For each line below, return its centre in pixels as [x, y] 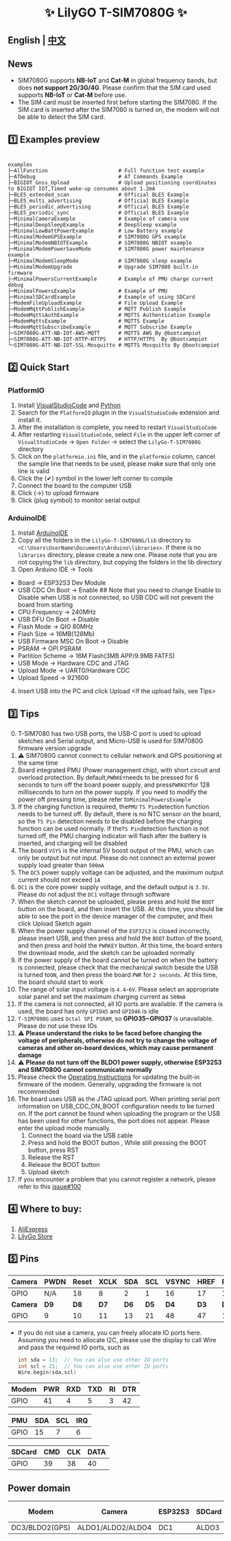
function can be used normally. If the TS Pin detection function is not [113, 829]
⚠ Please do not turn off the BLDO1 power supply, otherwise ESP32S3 [120, 1062]
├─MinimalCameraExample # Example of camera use [98, 219]
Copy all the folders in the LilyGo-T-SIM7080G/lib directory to [104, 540]
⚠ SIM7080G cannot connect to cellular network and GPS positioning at [120, 755]
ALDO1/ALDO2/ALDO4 [114, 1528]
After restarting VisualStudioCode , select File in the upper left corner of [119, 434]
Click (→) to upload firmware [58, 492]
